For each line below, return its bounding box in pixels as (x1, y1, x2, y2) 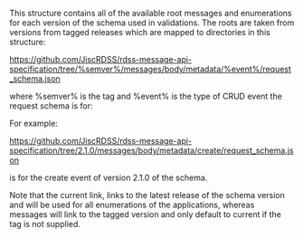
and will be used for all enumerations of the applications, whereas (9, 199, 255, 210)
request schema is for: (9, 100, 93, 111)
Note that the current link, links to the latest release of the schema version (9, 190, 285, 200)
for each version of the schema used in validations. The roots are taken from (9, 17, 295, 28)
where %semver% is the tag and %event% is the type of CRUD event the (9, 90, 283, 101)
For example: (9, 118, 59, 129)
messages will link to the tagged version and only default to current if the (9, 209, 282, 220)
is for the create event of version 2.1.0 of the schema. (9, 172, 208, 183)
